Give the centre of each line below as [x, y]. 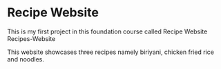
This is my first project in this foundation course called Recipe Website [107, 31]
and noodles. [26, 59]
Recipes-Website [31, 38]
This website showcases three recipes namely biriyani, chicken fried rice [110, 52]
